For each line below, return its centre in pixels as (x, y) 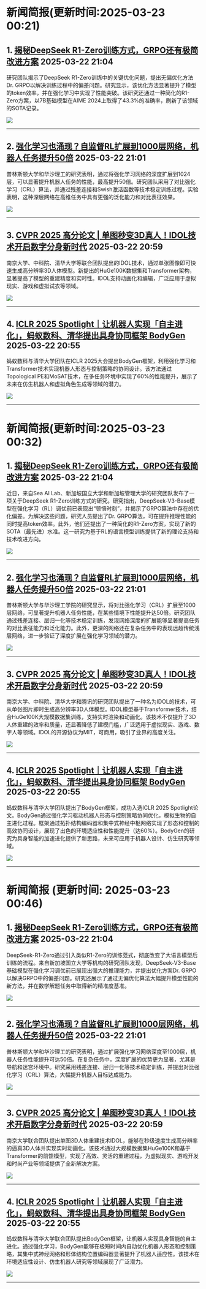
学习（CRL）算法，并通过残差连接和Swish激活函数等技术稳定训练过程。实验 (102, 189)
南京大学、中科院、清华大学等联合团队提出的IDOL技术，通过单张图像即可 (99, 263)
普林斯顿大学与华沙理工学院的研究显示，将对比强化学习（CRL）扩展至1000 (101, 605)
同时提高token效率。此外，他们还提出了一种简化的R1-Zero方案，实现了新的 (101, 524)
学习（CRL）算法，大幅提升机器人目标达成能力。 (73, 1074)
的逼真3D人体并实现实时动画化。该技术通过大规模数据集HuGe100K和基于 (99, 1148)
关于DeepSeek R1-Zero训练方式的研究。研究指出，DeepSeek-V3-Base (101, 501)
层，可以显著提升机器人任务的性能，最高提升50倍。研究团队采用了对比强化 (101, 181)
